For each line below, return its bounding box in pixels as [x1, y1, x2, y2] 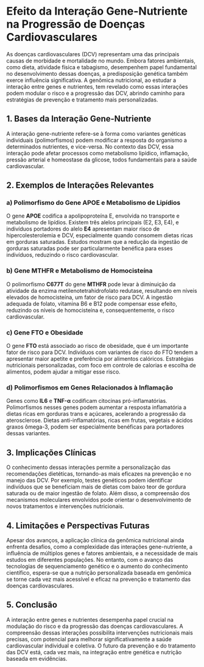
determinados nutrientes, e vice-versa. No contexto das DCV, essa [6, 142, 174, 150]
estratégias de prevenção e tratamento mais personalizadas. [6, 96, 158, 103]
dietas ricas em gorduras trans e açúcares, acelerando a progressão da [6, 410, 186, 418]
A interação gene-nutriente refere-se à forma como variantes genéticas [6, 130, 186, 137]
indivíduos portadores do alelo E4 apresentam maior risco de [6, 225, 160, 233]
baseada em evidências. [6, 655, 68, 662]
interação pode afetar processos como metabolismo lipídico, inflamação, [6, 149, 189, 157]
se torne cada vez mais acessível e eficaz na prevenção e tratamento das [6, 575, 191, 583]
